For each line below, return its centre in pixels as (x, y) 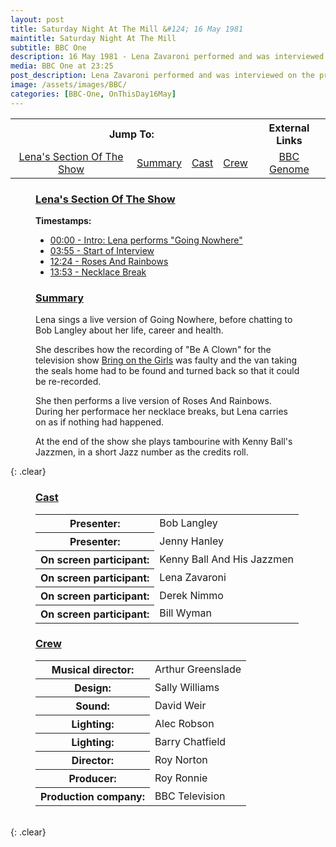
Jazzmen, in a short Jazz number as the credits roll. (142, 452)
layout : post (37, 19)
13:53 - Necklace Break (98, 272)
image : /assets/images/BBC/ (69, 85)
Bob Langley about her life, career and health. (129, 330)
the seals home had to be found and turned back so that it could (167, 371)
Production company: (93, 796)
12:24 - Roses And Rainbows (109, 261)
